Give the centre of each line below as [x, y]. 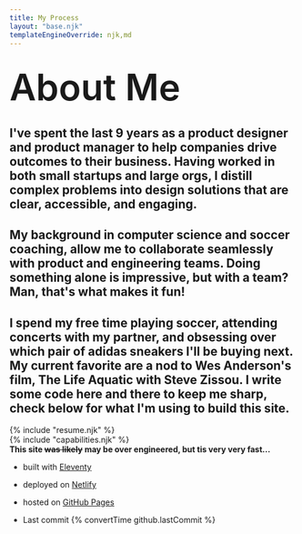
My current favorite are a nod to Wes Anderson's [151, 365]
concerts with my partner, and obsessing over [143, 337]
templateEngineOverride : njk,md [70, 35]
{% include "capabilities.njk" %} [70, 439]
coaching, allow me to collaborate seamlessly [141, 250]
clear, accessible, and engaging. [103, 204]
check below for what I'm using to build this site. [150, 408]
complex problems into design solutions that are [149, 190]
